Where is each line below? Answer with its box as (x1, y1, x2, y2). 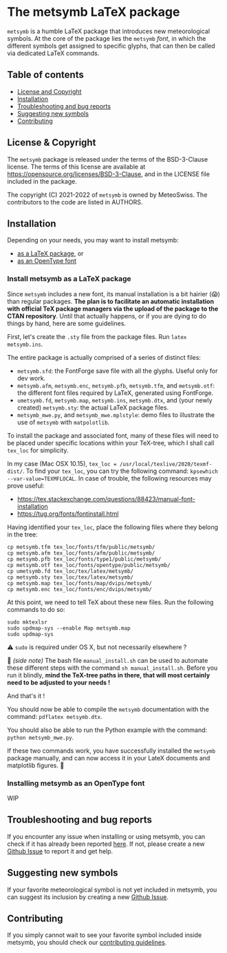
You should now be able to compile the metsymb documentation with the (7, 705, 210, 713)
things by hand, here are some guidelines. (7, 319, 126, 327)
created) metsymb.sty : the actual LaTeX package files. (17, 403, 169, 412)
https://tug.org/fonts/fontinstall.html (17, 509, 119, 518)
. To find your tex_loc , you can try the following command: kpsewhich (22, 467, 218, 475)
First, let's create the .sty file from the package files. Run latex (7, 332, 187, 340)
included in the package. (7, 177, 78, 185)
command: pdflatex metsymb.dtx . (7, 712, 102, 720)
